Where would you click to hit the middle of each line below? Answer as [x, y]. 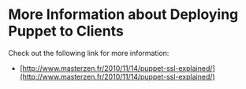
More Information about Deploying [123, 15]
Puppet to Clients [66, 31]
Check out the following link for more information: [89, 53]
